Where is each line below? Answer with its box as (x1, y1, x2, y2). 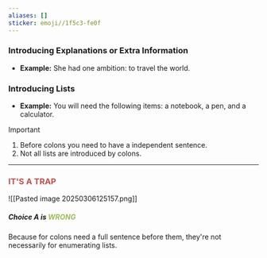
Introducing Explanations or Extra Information (8, 45, 188, 56)
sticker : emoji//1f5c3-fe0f (8, 19, 102, 27)
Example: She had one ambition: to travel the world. (19, 63, 191, 72)
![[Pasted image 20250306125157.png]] (8, 194, 137, 203)
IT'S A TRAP (8, 176, 57, 187)
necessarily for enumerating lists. (8, 241, 118, 250)
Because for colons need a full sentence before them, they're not (8, 232, 222, 242)
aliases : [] (8, 11, 48, 20)
